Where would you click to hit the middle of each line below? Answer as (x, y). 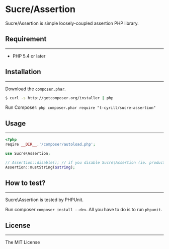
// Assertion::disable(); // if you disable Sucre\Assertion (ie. (76, 162)
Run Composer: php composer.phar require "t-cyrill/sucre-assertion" (80, 107)
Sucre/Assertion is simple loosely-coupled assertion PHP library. (72, 23)
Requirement (26, 39)
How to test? (25, 183)
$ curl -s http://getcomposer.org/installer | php (59, 98)
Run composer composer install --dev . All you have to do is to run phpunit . (84, 210)
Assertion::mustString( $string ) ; (40, 167)
